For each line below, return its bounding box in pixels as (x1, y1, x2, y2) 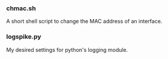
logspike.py (6, 33, 41, 41)
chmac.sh (6, 4, 36, 13)
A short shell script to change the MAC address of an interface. (6, 18, 163, 25)
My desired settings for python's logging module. (6, 46, 128, 53)
